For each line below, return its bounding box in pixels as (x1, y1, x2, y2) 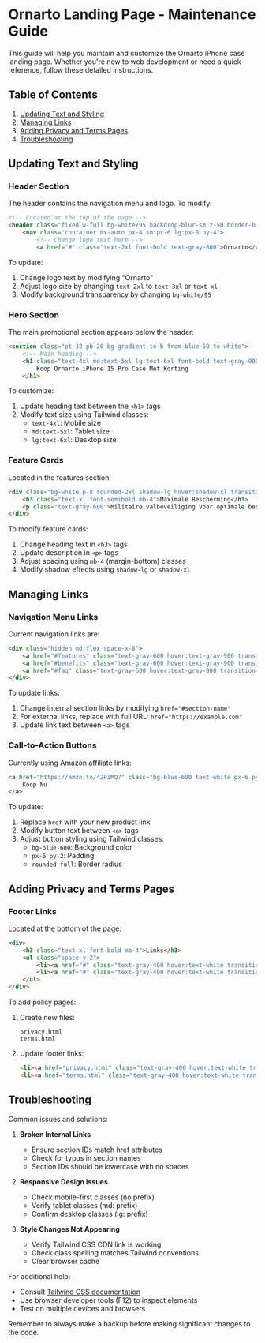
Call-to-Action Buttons (8, 740, 97, 751)
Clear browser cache (31, 1256, 100, 1266)
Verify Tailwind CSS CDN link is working (31, 1240, 162, 1249)
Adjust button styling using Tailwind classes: (19, 835, 164, 844)
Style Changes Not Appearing (19, 1224, 121, 1233)
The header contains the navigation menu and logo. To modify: (8, 199, 213, 208)
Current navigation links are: (8, 629, 100, 639)
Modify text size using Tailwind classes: (19, 410, 149, 419)
